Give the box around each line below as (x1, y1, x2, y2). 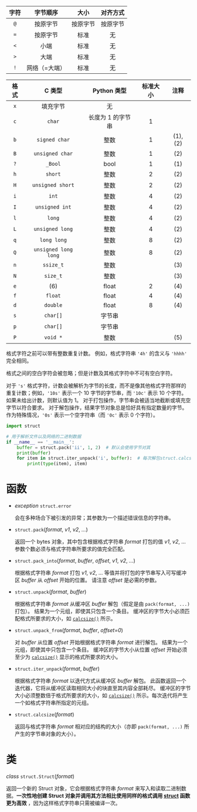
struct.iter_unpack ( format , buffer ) (14, 665, 100, 673)
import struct (6, 423, 41, 429)
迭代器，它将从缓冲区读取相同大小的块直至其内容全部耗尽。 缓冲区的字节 (14, 685, 191, 692)
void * (44, 334, 63, 340)
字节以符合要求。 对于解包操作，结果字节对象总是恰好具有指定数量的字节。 (6, 404, 188, 411)
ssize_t (42, 262, 64, 268)
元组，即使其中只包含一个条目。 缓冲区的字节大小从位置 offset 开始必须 (14, 646, 188, 653)
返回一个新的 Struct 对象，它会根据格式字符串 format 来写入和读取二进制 (6, 785, 182, 791)
